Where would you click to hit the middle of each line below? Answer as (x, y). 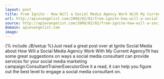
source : (13, 23)
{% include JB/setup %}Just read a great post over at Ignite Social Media (79, 46)
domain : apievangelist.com (32, 28)
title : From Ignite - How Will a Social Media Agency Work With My (75, 14)
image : (12, 32)
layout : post (18, 9)
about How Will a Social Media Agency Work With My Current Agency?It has (82, 51)
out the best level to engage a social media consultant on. (63, 71)
